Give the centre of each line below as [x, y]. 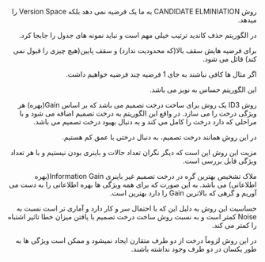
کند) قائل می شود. [229, 59]
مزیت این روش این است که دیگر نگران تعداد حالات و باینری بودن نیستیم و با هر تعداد [133, 152]
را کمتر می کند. [234, 225]
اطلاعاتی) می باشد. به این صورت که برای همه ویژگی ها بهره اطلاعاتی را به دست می [133, 184]
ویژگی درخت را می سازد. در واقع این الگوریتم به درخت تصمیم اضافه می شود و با [138, 113]
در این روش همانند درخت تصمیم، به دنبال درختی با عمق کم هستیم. [159, 137]
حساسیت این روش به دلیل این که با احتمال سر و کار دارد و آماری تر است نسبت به [136, 208]
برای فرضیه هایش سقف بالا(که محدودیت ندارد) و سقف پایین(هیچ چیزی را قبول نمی [135, 50]
